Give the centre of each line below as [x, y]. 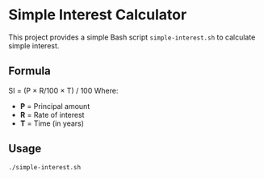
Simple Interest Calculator [98, 15]
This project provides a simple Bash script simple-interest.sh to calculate [132, 37]
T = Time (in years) [52, 123]
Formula [29, 71]
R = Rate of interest [52, 114]
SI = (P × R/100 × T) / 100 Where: [63, 90]
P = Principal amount [55, 106]
